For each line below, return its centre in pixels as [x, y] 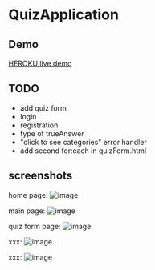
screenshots [41, 176]
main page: [27, 211]
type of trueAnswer [52, 133]
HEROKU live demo [40, 63]
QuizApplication [63, 15]
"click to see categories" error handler [83, 142]
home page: [28, 195]
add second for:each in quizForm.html [83, 151]
